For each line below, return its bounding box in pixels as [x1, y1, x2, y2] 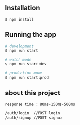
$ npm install [5, 17, 34, 22]
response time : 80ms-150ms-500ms [5, 102, 76, 107]
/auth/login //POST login [5, 111, 60, 116]
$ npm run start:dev [5, 62, 47, 67]
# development [5, 44, 34, 49]
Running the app [5, 31, 56, 39]
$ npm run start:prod [5, 75, 49, 80]
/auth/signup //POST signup [5, 115, 62, 120]
